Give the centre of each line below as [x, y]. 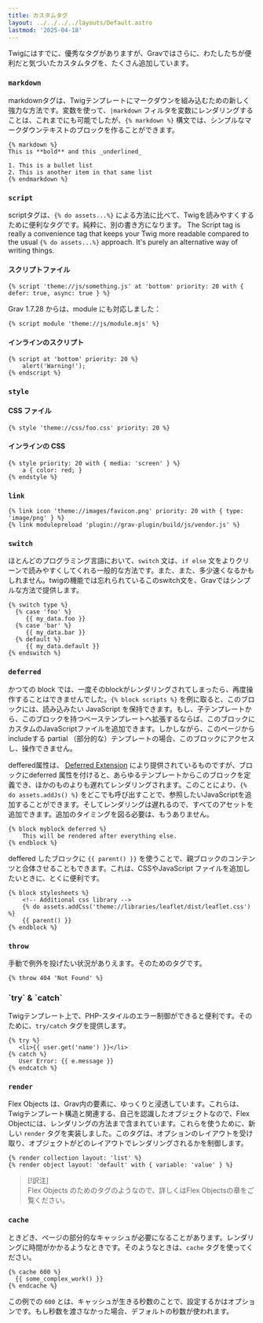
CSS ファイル [30, 411]
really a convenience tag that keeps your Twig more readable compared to [129, 234]
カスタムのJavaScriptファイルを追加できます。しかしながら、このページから [131, 728]
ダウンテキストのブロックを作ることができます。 [100, 130]
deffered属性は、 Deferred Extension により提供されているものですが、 [124, 765]
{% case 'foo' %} [44, 612]
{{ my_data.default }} [63, 647]
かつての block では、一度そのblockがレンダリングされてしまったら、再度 [127, 689]
